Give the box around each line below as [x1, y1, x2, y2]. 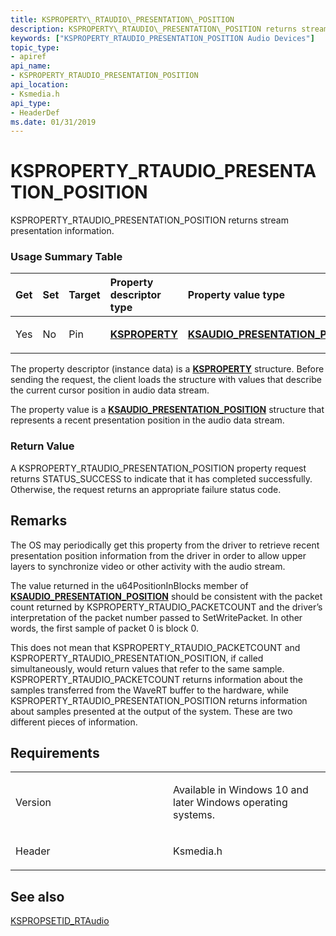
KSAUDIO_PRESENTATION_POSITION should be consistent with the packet [10, 590, 323, 602]
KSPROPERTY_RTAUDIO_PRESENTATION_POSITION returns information [10, 694, 308, 706]
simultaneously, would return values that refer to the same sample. [10, 662, 285, 675]
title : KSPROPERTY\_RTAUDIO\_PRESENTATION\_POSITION [10, 14, 235, 25]
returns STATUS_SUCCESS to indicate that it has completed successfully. [10, 472, 313, 485]
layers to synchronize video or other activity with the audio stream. [10, 560, 286, 572]
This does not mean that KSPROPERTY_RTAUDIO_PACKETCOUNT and [10, 641, 301, 653]
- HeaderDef [10, 107, 60, 118]
